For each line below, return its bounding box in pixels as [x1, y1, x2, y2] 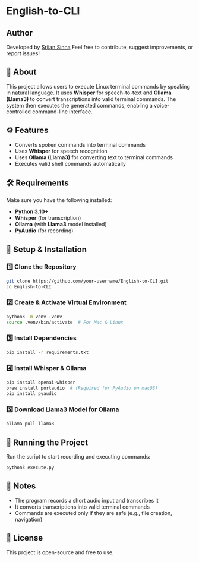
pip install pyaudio [6, 391, 58, 397]
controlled [6, 108, 31, 115]
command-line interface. [32, 108, 93, 115]
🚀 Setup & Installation [6, 244, 87, 254]
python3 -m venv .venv [6, 314, 62, 320]
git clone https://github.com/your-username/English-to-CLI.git [6, 278, 169, 285]
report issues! [6, 50, 40, 57]
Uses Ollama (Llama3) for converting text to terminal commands [14, 153, 173, 161]
